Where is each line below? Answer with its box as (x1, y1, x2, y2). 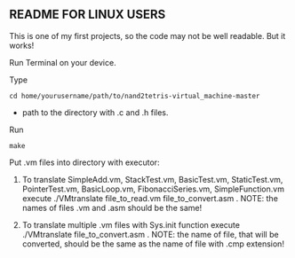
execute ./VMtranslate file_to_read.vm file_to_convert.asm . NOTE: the (21, 192, 278, 203)
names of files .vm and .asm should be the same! (21, 202, 203, 213)
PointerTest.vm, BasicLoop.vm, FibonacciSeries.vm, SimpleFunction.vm (21, 184, 284, 194)
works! (9, 40, 35, 51)
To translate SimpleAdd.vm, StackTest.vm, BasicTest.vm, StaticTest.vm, (21, 174, 283, 184)
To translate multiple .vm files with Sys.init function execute (21, 219, 240, 230)
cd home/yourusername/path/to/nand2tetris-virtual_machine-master (9, 91, 260, 100)
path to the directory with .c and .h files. (21, 106, 169, 118)
